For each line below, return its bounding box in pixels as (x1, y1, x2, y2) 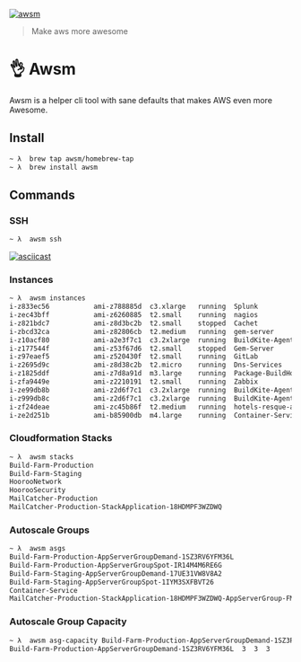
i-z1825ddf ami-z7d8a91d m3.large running (9, 369, 227, 378)
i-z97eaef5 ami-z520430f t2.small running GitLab (9, 352, 258, 361)
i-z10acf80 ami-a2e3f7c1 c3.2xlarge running (9, 335, 227, 345)
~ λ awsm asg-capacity (9, 636, 99, 645)
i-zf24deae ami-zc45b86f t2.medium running (9, 402, 227, 411)
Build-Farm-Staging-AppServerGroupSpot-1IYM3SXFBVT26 (9, 578, 215, 587)
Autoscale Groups (9, 524, 90, 536)
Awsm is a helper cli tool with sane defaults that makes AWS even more (9, 94, 273, 105)
